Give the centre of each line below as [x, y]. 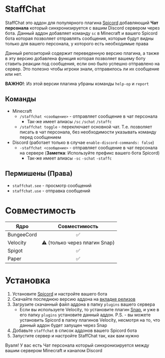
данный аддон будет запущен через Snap [63, 325]
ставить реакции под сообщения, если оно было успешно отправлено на [82, 64]
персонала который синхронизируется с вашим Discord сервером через [82, 28]
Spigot [15, 251]
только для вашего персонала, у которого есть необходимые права [77, 43]
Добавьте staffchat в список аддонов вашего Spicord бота [74, 330]
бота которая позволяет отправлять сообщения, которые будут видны [80, 38]
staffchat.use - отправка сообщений [51, 191]
